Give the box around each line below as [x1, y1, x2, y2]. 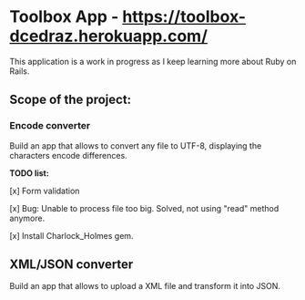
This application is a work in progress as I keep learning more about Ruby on [9, 56, 297, 67]
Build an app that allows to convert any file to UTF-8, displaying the [9, 140, 262, 151]
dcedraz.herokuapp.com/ [9, 26, 208, 47]
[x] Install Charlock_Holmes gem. [9, 230, 134, 241]
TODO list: [9, 167, 50, 179]
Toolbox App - [9, 6, 119, 27]
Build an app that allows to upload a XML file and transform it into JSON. [9, 281, 280, 292]
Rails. [9, 66, 30, 77]
